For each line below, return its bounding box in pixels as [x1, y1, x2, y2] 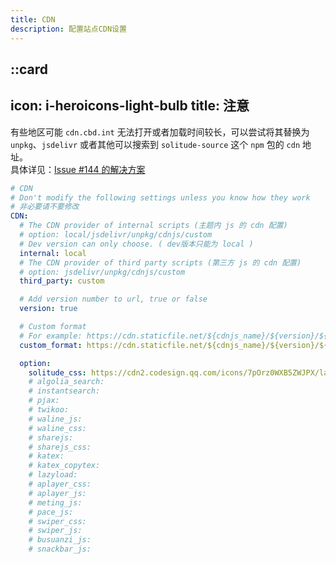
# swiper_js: [28, 526, 83, 536]
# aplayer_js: [28, 488, 87, 498]
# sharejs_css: [28, 442, 92, 452]
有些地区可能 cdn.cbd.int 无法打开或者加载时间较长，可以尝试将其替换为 [10, 126, 310, 138]
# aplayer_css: [28, 479, 92, 490]
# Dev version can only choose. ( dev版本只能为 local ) [19, 239, 254, 249]
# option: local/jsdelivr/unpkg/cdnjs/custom [19, 230, 213, 240]
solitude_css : [28, 367, 87, 378]
